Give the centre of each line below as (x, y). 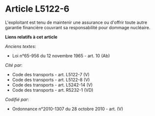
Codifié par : (17, 99)
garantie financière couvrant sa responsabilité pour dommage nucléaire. (78, 27)
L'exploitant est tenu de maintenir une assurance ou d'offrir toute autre (76, 22)
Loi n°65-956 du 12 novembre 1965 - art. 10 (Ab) (61, 56)
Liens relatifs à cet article (31, 37)
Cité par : (14, 65)
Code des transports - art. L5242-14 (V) (52, 85)
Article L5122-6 (37, 9)
